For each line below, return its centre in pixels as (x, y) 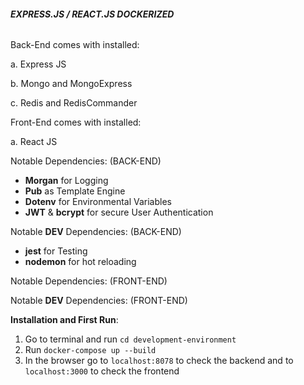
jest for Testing (56, 251)
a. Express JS (38, 64)
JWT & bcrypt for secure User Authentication (119, 212)
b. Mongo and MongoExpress (71, 84)
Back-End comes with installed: (75, 45)
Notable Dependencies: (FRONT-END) (89, 281)
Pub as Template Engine (75, 191)
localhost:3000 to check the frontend (102, 371)
